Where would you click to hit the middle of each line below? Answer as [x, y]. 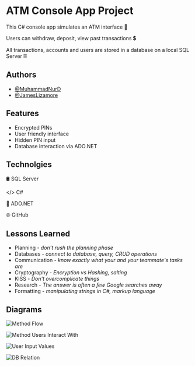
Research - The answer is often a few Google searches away [88, 285]
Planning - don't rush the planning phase [64, 248]
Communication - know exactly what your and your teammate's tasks [98, 260]
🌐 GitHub [17, 215]
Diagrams [24, 310]
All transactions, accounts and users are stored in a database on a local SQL [98, 50]
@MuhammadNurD [38, 89]
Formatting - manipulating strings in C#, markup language [85, 291]
